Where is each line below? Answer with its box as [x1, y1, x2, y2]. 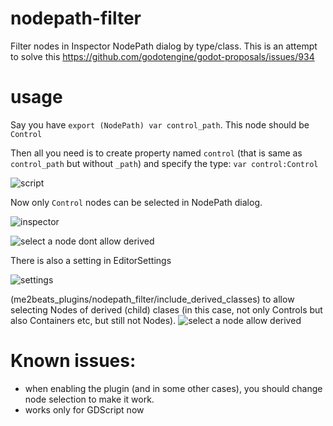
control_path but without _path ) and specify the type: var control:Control [10, 157, 319, 169]
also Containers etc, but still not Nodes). [10, 314, 177, 326]
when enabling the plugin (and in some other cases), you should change [24, 382, 323, 394]
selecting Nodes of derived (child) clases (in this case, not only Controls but [10, 303, 323, 316]
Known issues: [10, 350, 137, 372]
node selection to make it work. [24, 393, 155, 405]
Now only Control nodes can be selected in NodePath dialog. [10, 196, 263, 208]
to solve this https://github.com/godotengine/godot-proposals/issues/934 [10, 50, 315, 62]
